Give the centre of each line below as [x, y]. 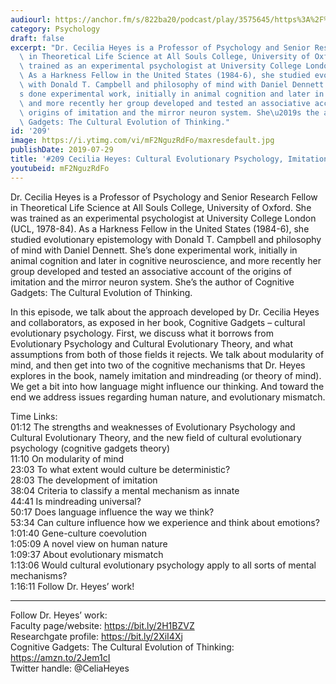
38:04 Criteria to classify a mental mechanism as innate [125, 490]
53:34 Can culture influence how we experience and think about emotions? [165, 522]
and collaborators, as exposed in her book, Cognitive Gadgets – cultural [158, 322]
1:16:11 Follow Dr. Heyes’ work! [72, 586]
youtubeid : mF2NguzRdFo [60, 168]
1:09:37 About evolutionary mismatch [87, 554]
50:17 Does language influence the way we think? [112, 512]
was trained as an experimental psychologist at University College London [163, 218]
